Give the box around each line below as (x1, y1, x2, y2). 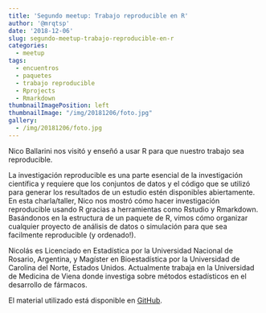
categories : (8, 42, 48, 50)
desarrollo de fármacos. (8, 279, 88, 290)
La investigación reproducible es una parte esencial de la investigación (8, 170, 243, 179)
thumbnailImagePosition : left (8, 101, 110, 109)
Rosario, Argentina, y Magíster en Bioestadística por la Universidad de (8, 254, 240, 264)
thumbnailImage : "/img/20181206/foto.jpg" (8, 109, 153, 117)
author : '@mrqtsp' (8, 19, 70, 27)
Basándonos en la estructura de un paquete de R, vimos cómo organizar (8, 212, 248, 222)
